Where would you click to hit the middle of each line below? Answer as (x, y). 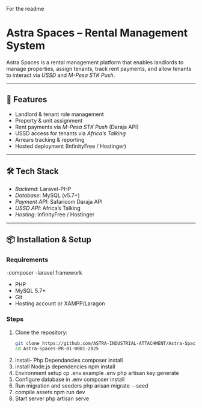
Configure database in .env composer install (70, 379)
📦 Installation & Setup (49, 239)
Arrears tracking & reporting (50, 139)
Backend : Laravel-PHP (43, 189)
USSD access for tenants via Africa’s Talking (70, 133)
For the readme (25, 9)
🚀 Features (27, 99)
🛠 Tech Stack (32, 172)
